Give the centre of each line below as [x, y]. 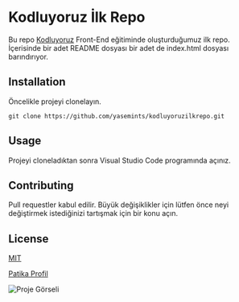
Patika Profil [28, 274]
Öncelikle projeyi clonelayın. [55, 101]
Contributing [41, 185]
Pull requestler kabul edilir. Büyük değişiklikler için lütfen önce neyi [119, 205]
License [29, 239]
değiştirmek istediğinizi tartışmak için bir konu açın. [93, 213]
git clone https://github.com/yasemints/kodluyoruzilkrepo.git [117, 116]
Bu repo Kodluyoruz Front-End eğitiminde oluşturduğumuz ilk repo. [119, 39]
